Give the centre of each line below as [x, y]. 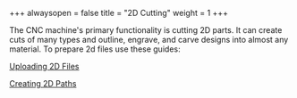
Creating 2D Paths [43, 83]
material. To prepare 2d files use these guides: [95, 49]
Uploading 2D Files [44, 66]
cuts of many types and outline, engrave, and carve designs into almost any [149, 40]
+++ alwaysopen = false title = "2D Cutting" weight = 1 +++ [119, 13]
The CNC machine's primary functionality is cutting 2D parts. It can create [146, 30]
